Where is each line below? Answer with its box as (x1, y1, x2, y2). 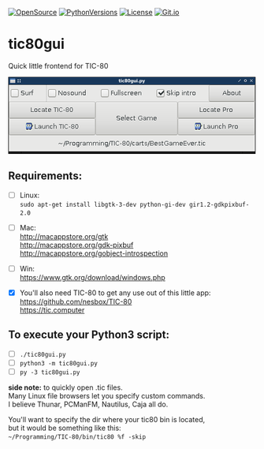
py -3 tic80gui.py (19, 368, 80, 376)
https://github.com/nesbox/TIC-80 (19, 297, 132, 306)
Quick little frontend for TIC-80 (8, 61, 109, 70)
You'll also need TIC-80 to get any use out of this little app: (19, 288, 211, 297)
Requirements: (8, 170, 83, 183)
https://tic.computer (19, 305, 85, 315)
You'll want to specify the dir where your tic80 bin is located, (8, 415, 206, 424)
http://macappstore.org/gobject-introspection (19, 249, 169, 258)
